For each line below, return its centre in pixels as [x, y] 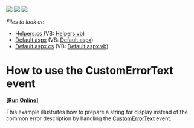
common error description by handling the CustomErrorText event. [89, 118]
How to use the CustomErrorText [90, 71]
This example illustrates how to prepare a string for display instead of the [97, 112]
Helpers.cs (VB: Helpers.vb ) [50, 34]
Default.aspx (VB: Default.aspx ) [54, 40]
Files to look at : [25, 22]
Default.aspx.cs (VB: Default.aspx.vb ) [62, 46]
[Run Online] [22, 100]
